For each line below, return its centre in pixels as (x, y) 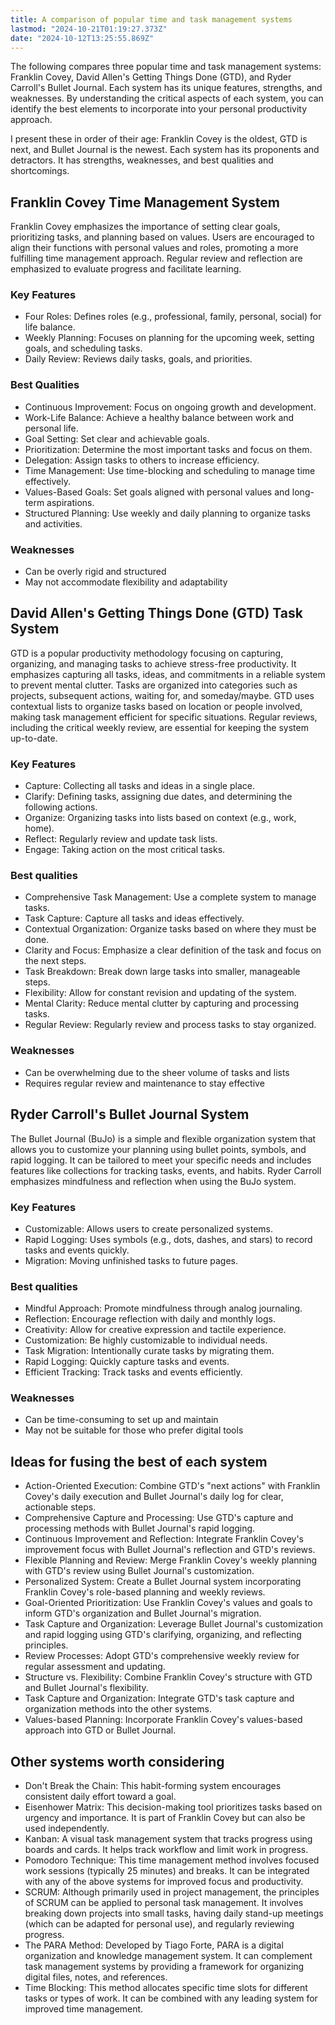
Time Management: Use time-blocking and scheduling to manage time (170, 470)
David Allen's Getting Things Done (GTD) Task (156, 613)
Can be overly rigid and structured (95, 572)
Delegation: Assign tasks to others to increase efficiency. (142, 460)
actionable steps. (60, 1507)
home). (39, 828)
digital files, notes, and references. (96, 1977)
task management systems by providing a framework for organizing (164, 1967)
